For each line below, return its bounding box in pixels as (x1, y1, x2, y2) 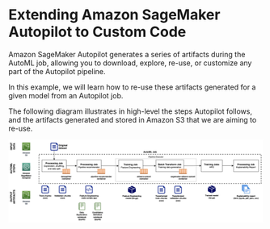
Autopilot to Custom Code (8, 23, 187, 41)
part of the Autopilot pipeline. (8, 66, 107, 76)
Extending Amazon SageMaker (8, 6, 221, 24)
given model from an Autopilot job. (8, 90, 124, 100)
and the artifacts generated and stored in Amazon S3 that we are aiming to (8, 114, 257, 124)
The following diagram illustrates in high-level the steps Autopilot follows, (8, 106, 253, 116)
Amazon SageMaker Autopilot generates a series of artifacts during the (8, 49, 246, 59)
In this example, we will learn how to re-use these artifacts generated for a (8, 82, 256, 92)
